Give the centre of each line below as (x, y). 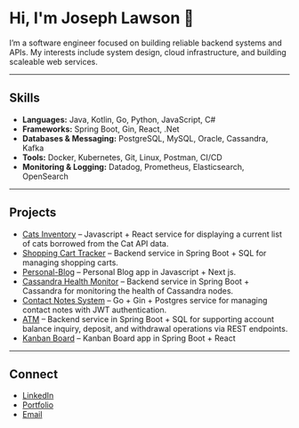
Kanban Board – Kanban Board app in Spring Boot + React (129, 338)
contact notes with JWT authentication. (94, 310)
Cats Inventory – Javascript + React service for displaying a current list (152, 234)
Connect (34, 374)
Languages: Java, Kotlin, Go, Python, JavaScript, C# (119, 119)
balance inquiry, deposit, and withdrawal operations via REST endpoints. (155, 328)
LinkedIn (38, 396)
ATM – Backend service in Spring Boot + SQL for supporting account (148, 319)
